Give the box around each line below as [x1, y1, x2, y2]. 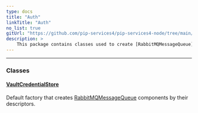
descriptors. [6, 101, 36, 107]
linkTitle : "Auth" [6, 19, 51, 25]
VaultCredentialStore [6, 81, 59, 88]
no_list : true [6, 25, 41, 31]
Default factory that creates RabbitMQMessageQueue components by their [6, 94, 189, 101]
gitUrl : [6, 31, 25, 36]
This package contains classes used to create [16, 42, 133, 48]
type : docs [6, 8, 33, 15]
